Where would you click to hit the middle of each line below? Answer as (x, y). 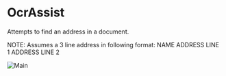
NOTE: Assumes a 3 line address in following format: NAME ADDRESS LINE (113, 45)
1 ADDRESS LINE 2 (33, 52)
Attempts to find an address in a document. (68, 31)
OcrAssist (36, 13)
